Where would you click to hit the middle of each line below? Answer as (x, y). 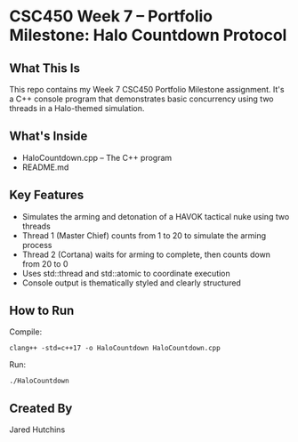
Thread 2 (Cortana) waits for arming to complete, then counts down (146, 254)
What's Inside (48, 137)
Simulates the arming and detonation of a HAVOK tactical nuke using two (156, 216)
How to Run (42, 311)
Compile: (26, 332)
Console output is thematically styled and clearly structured (132, 283)
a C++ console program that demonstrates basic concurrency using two (141, 99)
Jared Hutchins (37, 430)
